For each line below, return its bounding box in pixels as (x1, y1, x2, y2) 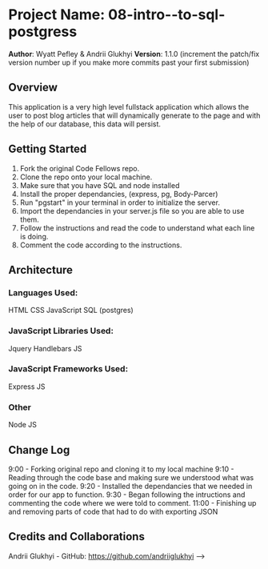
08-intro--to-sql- (107, 6, 226, 24)
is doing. (19, 231, 49, 241)
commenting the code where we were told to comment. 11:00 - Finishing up (8, 498, 257, 507)
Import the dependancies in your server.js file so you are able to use (19, 206, 245, 215)
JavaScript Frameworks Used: (8, 363, 129, 375)
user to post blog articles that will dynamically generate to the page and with (8, 110, 261, 120)
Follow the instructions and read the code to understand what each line (19, 222, 255, 233)
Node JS (8, 420, 38, 430)
